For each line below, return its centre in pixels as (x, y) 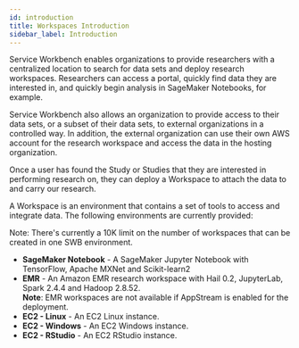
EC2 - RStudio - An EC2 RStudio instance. (100, 336)
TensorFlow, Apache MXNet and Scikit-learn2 (106, 269)
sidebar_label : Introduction (63, 34)
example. (26, 97)
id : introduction (42, 17)
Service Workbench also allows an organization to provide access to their (144, 115)
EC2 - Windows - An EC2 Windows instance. (105, 326)
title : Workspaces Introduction (69, 26)
